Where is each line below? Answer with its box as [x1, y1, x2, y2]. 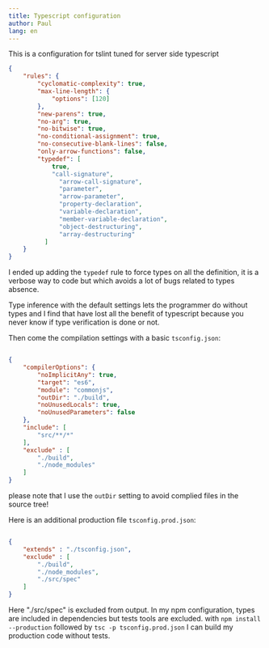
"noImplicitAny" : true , [37, 371, 117, 379]
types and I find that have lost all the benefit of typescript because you [8, 309, 244, 319]
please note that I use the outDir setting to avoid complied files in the [8, 491, 239, 500]
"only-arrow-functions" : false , [37, 147, 147, 155]
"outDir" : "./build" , [37, 393, 111, 401]
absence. [8, 285, 40, 294]
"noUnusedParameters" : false [37, 409, 136, 417]
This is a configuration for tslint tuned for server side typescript [8, 49, 220, 59]
